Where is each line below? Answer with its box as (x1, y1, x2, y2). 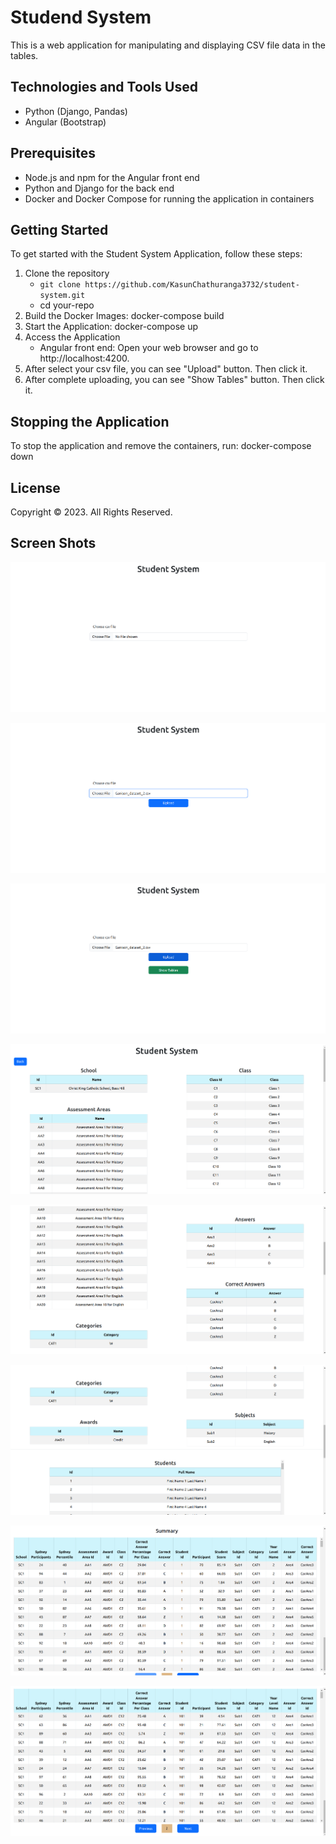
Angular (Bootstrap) (24, 116, 107, 128)
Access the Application (24, 331, 121, 343)
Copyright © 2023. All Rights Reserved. (10, 506, 173, 518)
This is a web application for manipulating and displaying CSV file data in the (10, 39, 326, 51)
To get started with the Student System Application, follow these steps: (10, 248, 303, 260)
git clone (39, 280, 82, 290)
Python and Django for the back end (24, 182, 175, 194)
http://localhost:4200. (39, 352, 130, 365)
